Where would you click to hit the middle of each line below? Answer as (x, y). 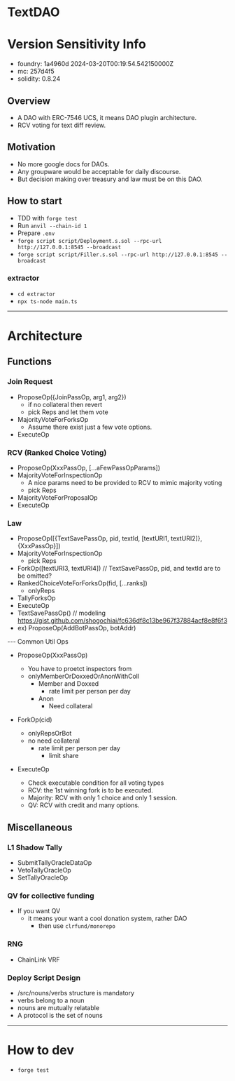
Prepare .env (36, 233)
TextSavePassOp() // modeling (62, 613)
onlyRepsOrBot (50, 734)
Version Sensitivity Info (77, 45)
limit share (64, 756)
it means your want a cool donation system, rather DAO (107, 918)
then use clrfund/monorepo (77, 926)
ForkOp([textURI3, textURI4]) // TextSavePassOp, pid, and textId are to (119, 569)
